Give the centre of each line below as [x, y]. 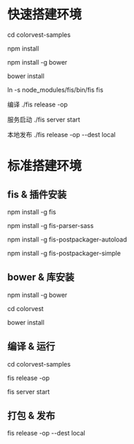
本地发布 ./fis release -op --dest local [62, 134]
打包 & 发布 [31, 415]
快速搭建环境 [45, 15]
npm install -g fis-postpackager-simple [64, 253]
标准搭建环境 [45, 166]
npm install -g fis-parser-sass [50, 225]
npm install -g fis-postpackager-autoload [67, 239]
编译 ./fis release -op [38, 104]
